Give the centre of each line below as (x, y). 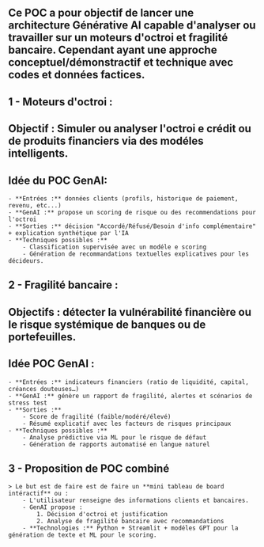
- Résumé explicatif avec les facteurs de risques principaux (127, 424)
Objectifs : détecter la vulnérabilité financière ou (130, 312)
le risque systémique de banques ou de (107, 324)
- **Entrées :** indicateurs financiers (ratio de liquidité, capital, (128, 382)
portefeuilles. (42, 337)
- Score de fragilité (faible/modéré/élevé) (97, 416)
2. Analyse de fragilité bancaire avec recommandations (130, 522)
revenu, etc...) (35, 205)
